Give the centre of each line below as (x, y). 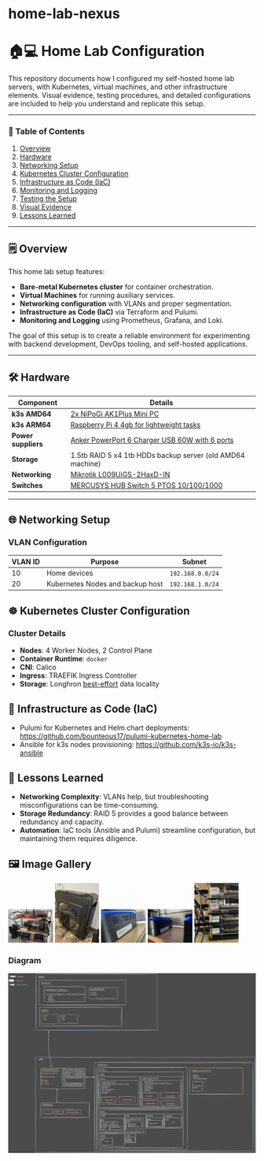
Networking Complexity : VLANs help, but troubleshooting (114, 797)
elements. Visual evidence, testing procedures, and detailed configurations (130, 95)
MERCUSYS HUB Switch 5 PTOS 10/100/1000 (147, 486)
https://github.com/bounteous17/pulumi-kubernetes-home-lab (121, 736)
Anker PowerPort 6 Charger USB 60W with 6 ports (152, 440)
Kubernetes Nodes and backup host (105, 584)
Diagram (25, 960)
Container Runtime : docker (64, 659)
